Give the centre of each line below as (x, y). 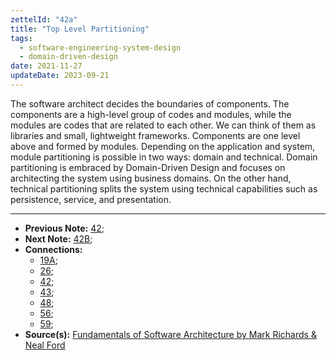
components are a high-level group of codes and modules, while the (151, 114)
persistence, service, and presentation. (91, 199)
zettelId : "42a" (44, 19)
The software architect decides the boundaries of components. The (150, 103)
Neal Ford (45, 345)
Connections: (53, 249)
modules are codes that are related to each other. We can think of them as (163, 125)
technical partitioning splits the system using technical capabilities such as (164, 188)
